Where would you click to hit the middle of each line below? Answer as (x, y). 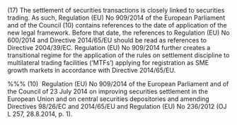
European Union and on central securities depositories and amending (109, 99)
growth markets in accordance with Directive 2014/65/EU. (92, 70)
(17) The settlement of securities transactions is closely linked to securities (116, 10)
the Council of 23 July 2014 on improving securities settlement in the (108, 91)
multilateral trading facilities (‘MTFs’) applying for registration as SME (108, 63)
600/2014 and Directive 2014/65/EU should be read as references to (107, 40)
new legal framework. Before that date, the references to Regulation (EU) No (118, 32)
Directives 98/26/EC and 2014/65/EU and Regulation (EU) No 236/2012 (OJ (117, 106)
